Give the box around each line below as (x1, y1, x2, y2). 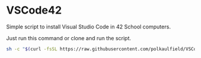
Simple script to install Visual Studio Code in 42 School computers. (6, 23, 171, 30)
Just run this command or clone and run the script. (6, 34, 132, 41)
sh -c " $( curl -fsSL (6, 46, 58, 52)
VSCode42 (6, 4, 62, 17)
